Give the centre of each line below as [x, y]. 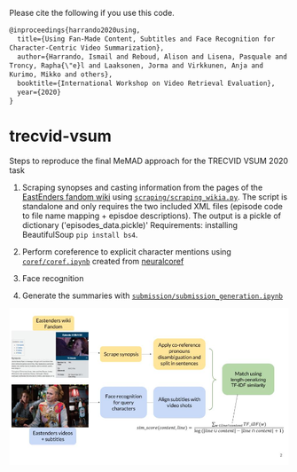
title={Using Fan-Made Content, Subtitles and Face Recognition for [146, 39]
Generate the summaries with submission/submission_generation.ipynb [152, 295]
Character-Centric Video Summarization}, [87, 48]
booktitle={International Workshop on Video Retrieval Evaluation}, [146, 83]
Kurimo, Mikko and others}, [61, 75]
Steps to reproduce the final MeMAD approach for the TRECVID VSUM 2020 [149, 161]
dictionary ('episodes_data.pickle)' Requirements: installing [129, 224]
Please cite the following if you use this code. [92, 13]
